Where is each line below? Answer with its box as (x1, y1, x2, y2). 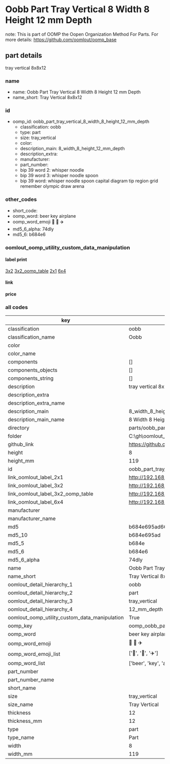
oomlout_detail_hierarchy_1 (8, 581, 73, 588)
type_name (8, 734, 34, 741)
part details (5, 51, 42, 60)
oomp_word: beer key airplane (12, 213, 76, 219)
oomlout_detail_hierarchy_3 (8, 597, 73, 605)
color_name (8, 350, 36, 357)
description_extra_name (8, 400, 65, 407)
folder (8, 433, 22, 440)
